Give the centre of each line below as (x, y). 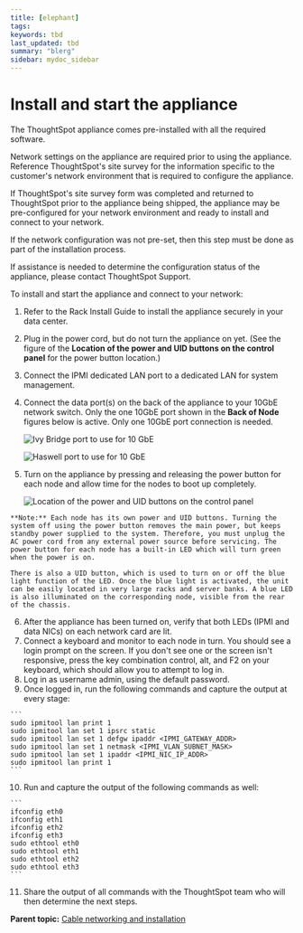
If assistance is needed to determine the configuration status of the (135, 267)
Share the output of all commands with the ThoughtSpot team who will (154, 891)
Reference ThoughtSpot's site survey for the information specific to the (142, 166)
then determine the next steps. (80, 901)
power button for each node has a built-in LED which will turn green (146, 549)
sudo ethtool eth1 (45, 851)
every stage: (46, 698)
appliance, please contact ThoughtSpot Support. (101, 276)
